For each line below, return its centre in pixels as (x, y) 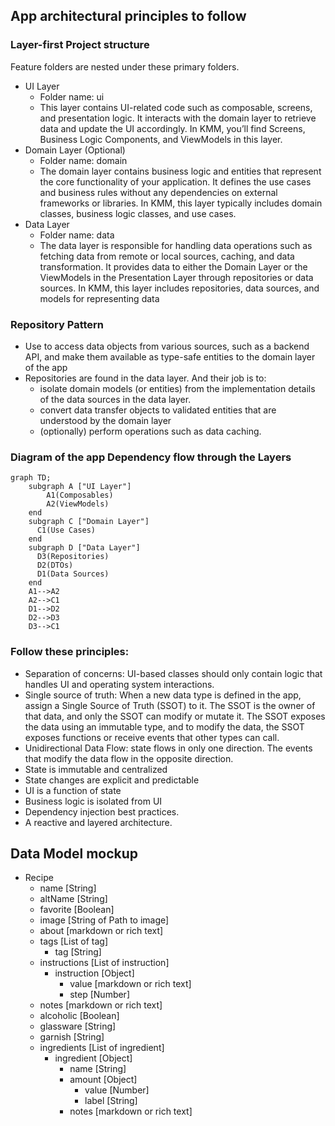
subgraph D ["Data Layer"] (84, 548)
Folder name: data (77, 235)
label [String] (111, 1101)
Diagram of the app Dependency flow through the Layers (151, 457)
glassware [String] (78, 1026)
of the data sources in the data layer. (115, 399)
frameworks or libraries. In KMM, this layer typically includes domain (181, 203)
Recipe (39, 878)
